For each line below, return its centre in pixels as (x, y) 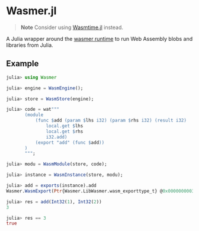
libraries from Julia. (30, 45)
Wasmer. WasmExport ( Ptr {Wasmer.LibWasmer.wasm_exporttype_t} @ (84, 191)
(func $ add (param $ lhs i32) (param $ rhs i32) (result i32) (111, 121)
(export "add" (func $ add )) (70, 142)
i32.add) (57, 137)
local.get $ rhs (65, 131)
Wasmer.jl (31, 11)
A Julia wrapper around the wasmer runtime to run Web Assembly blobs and (99, 38)
